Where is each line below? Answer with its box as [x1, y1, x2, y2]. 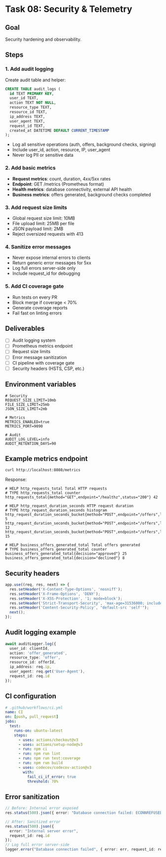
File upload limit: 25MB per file [12, 220, 75, 226]
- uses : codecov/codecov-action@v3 [18, 765, 92, 770]
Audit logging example [5, 628, 77, 637]
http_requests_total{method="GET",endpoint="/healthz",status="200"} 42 [5, 495, 158, 500]
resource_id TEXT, [9, 110, 48, 115]
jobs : [5, 719, 16, 724]
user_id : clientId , [9, 646, 50, 651]
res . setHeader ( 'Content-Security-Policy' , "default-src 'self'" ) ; [9, 605, 149, 611]
